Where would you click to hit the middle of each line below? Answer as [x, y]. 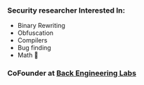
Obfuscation [35, 33]
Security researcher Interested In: [66, 10]
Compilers [32, 40]
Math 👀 [28, 55]
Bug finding [34, 48]
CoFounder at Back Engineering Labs [72, 73]
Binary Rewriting [41, 26]
